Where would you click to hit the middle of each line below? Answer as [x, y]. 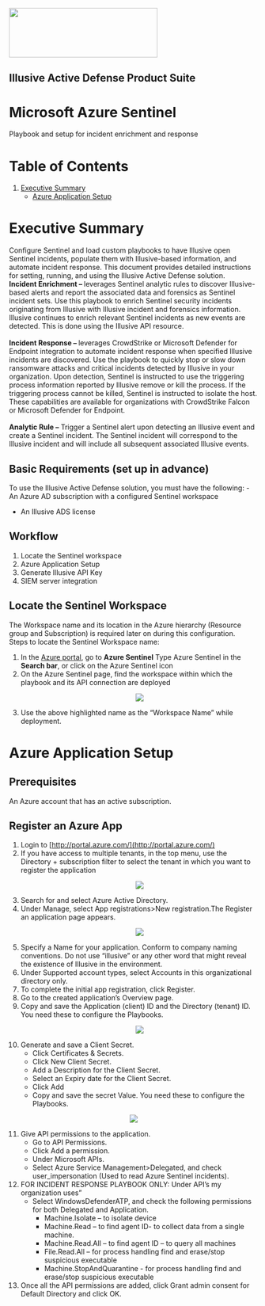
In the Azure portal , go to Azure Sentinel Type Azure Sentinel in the [131, 657]
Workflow [34, 537]
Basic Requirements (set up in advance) [109, 468]
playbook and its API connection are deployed [95, 682]
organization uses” [51, 1193]
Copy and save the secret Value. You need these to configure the [138, 1095]
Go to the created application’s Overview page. [97, 998]
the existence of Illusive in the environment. [91, 964]
